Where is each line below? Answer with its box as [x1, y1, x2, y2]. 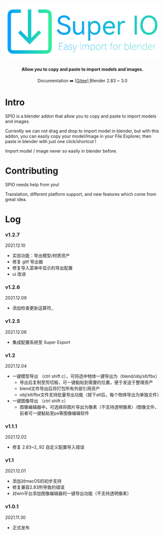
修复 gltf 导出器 [12, 259, 43, 265]
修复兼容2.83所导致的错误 [12, 484, 65, 490]
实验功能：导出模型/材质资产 [12, 252, 70, 258]
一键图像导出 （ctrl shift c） [12, 398, 69, 404]
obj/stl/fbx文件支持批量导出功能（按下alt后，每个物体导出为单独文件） [19, 391, 162, 397]
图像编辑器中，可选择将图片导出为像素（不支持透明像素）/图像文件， [19, 404, 159, 410]
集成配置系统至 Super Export [12, 339, 71, 345]
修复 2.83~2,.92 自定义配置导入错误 [12, 444, 84, 450]
